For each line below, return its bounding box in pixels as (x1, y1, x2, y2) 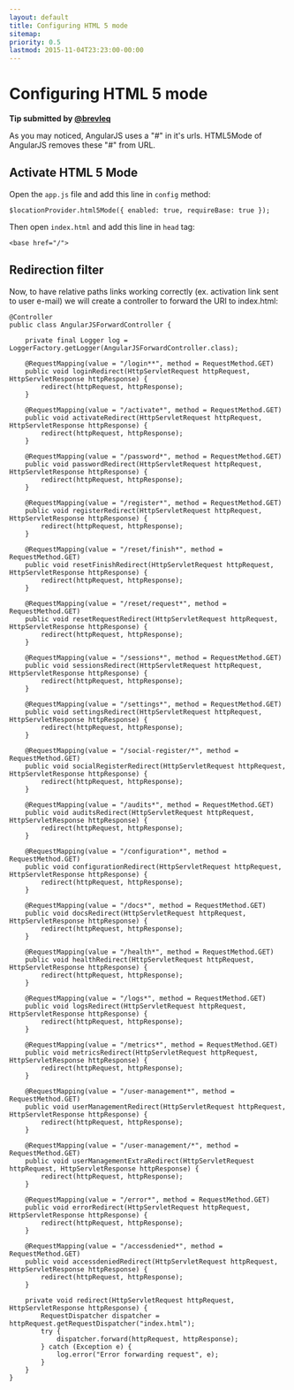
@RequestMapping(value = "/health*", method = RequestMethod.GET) (25, 948, 275, 956)
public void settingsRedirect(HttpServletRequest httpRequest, (25, 707, 263, 717)
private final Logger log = (25, 335, 128, 345)
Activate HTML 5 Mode (9, 165, 139, 180)
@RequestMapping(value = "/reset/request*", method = (25, 599, 227, 608)
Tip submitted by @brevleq (9, 113, 111, 124)
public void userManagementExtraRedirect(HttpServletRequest (25, 1156, 254, 1165)
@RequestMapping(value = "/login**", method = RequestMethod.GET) (25, 359, 275, 368)
